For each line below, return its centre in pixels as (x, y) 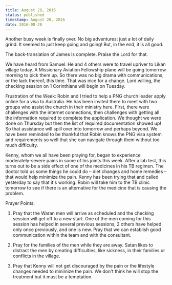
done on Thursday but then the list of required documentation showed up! (83, 123)
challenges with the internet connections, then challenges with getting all (82, 112)
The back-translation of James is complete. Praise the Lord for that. (77, 54)
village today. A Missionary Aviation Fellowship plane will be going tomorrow (86, 70)
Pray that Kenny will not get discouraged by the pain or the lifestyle (83, 266)
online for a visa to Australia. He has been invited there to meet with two (81, 102)
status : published (25, 15)
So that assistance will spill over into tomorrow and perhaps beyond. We (81, 129)
